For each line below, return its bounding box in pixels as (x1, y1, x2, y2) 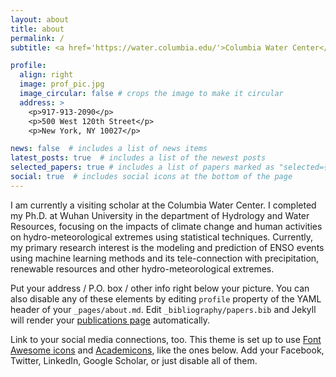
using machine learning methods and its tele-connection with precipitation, (10, 252, 320, 264)
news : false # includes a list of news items (10, 144, 208, 154)
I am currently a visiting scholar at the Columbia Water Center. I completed (10, 199, 317, 211)
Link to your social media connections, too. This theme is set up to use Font (10, 333, 322, 345)
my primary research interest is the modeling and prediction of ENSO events (10, 241, 325, 253)
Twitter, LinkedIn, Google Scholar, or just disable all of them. (10, 354, 258, 366)
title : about (10, 24, 65, 34)
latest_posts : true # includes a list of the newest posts (10, 153, 267, 163)
